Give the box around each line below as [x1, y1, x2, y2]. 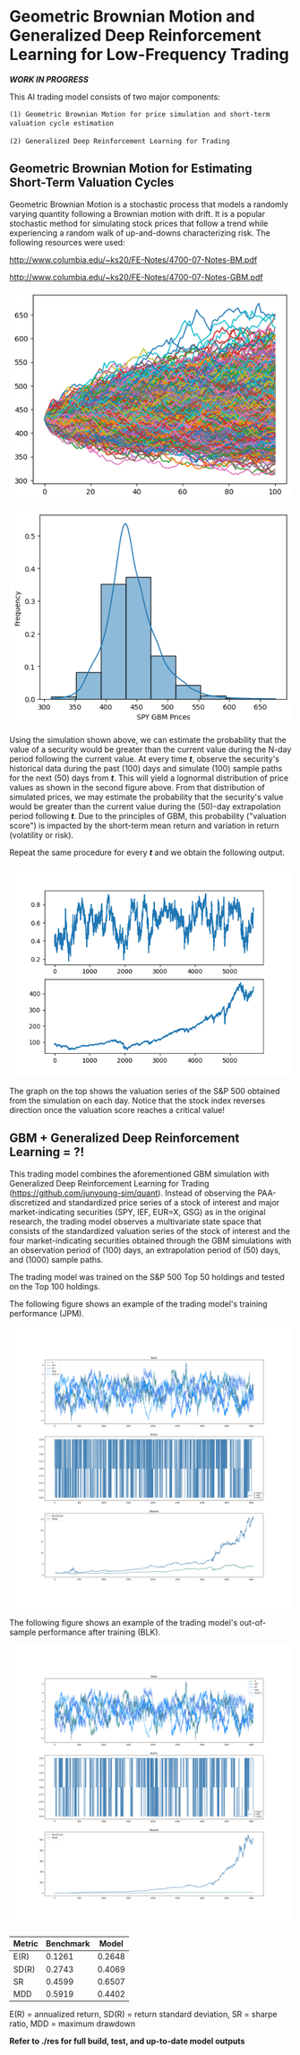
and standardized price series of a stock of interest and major [52, 1196, 280, 1207]
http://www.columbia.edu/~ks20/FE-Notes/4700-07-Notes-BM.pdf [9, 254, 258, 265]
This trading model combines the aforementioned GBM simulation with [9, 1168, 270, 1179]
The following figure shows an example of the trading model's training [9, 1298, 268, 1309]
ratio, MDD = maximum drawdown [9, 2018, 136, 2029]
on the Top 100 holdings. [9, 1281, 101, 1291]
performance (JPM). [9, 1308, 85, 1318]
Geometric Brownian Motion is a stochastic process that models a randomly [9, 199, 289, 210]
